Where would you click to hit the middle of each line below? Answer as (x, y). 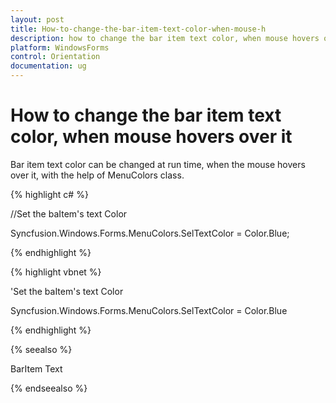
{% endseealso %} (49, 388)
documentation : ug (48, 66)
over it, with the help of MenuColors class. (97, 175)
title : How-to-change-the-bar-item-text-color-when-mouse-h (138, 29)
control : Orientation (55, 57)
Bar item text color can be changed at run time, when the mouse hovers (158, 164)
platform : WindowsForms (60, 47)
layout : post (37, 19)
